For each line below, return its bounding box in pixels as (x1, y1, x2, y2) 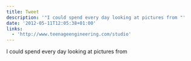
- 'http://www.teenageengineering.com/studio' (12, 31, 132, 37)
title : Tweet (6, 8, 39, 15)
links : (6, 25, 23, 32)
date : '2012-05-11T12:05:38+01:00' (6, 20, 96, 26)
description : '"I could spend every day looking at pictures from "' (6, 14, 186, 21)
